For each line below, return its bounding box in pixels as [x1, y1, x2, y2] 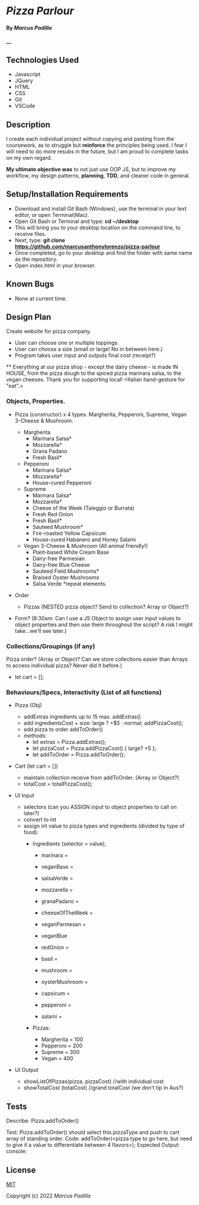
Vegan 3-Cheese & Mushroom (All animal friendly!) [23, 542, 148, 549]
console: [6, 1148, 28, 1155]
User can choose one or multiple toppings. [14, 339, 119, 346]
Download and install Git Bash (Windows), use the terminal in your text [14, 205, 187, 212]
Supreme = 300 [41, 1049, 80, 1056]
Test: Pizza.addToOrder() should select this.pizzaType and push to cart [6, 1129, 179, 1136]
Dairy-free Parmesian [32, 554, 85, 562]
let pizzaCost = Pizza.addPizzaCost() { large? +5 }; [32, 745, 157, 752]
